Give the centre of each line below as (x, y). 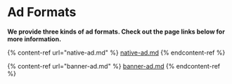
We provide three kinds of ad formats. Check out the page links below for (116, 31)
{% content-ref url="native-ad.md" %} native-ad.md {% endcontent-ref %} (116, 52)
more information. (34, 38)
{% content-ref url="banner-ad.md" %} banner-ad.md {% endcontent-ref (114, 66)
